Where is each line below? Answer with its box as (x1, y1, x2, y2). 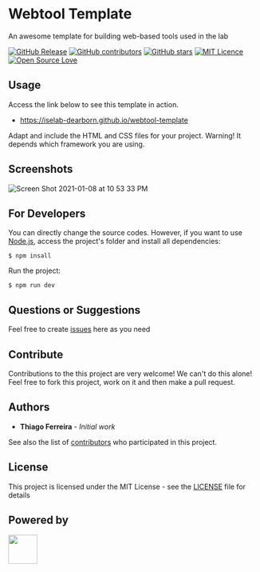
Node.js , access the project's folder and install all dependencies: (8, 237, 221, 246)
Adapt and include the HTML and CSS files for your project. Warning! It (8, 130, 242, 140)
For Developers (8, 206, 86, 220)
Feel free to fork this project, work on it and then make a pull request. (8, 378, 235, 386)
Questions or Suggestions (8, 303, 141, 317)
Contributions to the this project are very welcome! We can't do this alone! (8, 369, 253, 378)
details (8, 490, 30, 500)
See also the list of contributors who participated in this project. (8, 437, 218, 446)
